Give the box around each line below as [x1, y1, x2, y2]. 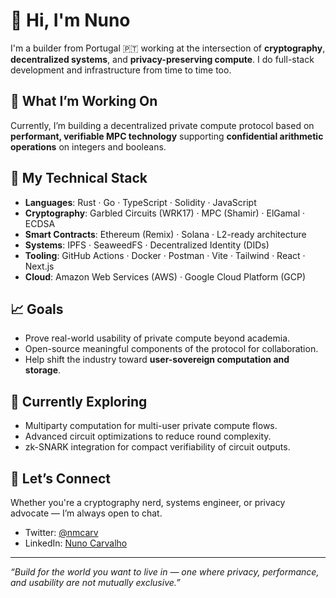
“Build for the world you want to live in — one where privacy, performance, [10, 566, 320, 578]
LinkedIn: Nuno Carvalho [24, 537, 128, 549]
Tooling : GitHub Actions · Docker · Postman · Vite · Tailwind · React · [24, 249, 306, 261]
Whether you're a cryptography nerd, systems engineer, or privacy [10, 497, 286, 508]
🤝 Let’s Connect [10, 470, 111, 487]
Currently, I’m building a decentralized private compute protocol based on [10, 119, 315, 131]
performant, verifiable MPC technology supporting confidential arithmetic [10, 130, 324, 142]
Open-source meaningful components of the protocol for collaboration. [24, 343, 319, 355]
